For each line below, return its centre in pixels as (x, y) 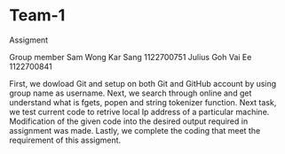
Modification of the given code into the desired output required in (129, 121)
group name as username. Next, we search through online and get (131, 93)
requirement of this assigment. (65, 140)
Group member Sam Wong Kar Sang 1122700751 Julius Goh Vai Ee (131, 57)
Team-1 (37, 15)
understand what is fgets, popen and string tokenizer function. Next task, (143, 102)
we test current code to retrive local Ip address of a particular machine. (139, 112)
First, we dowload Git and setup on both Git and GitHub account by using (143, 83)
